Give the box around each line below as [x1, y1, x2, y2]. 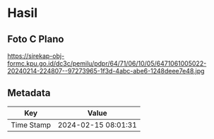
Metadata [7, 87, 51, 99]
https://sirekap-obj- [7, 52, 65, 60]
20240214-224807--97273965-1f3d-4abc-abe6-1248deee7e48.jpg [7, 67, 205, 75]
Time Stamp [11, 120, 52, 130]
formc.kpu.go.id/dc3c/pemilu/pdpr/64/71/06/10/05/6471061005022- [7, 59, 207, 68]
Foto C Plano [7, 33, 64, 45]
